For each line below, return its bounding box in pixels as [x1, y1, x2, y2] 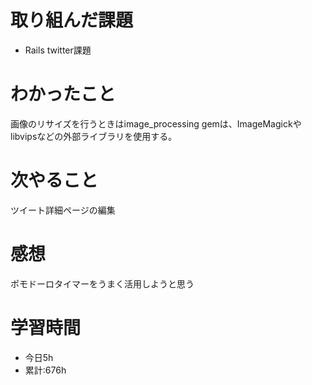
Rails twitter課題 [24, 44, 92, 56]
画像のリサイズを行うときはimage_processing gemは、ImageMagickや [10, 117, 302, 130]
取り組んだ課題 [10, 9, 134, 32]
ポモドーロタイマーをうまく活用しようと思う [10, 277, 195, 290]
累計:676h [24, 364, 67, 376]
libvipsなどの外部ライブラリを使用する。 [10, 130, 178, 142]
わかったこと [10, 83, 117, 106]
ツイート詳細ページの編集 [10, 204, 116, 216]
